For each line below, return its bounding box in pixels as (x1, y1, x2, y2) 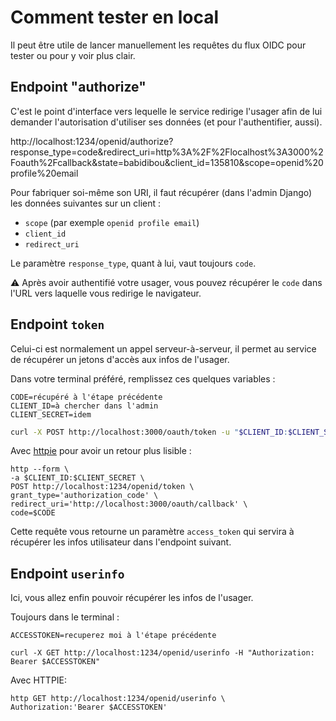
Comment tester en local (10, 6, 220, 29)
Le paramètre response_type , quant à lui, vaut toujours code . (10, 257, 257, 269)
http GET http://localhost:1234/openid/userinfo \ (10, 694, 226, 704)
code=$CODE (10, 508, 56, 518)
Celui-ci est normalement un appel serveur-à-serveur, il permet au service (10, 342, 317, 355)
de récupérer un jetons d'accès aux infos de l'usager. (10, 353, 230, 365)
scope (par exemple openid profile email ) (24, 216, 200, 228)
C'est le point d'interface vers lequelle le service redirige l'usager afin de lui (10, 105, 323, 117)
